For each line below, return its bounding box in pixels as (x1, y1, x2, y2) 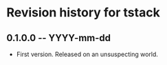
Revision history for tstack (6, 5, 161, 21)
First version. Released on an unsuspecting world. (16, 50, 159, 58)
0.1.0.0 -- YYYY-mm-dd (6, 32, 111, 44)
